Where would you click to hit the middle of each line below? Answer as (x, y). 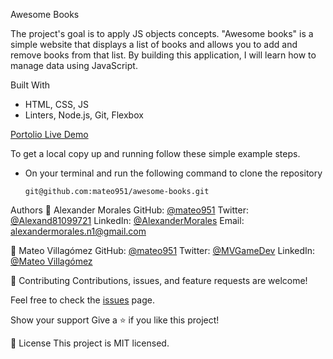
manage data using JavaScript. (74, 65)
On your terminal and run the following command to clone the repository (173, 173)
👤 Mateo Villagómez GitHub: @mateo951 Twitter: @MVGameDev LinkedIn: (163, 250)
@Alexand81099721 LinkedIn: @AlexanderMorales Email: (127, 220)
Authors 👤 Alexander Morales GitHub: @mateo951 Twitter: (129, 210)
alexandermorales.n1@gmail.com (78, 231)
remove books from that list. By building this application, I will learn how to (163, 55)
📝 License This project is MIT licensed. (90, 343)
